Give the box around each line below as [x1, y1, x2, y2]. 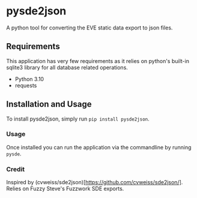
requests [14, 82, 37, 89]
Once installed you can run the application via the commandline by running [6, 143, 192, 151]
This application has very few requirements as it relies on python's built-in [6, 57, 189, 64]
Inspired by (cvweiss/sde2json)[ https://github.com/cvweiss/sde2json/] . [6, 179, 183, 186]
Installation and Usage [6, 99, 92, 109]
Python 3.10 [14, 75, 44, 82]
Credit [6, 165, 25, 173]
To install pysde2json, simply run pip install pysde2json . [6, 115, 150, 122]
